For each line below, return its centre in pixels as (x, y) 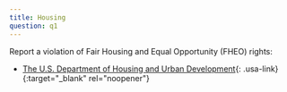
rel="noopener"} (119, 78)
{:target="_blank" (54, 78)
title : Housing (38, 17)
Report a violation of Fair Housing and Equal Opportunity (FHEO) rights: (141, 51)
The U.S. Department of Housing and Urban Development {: (132, 69)
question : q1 (34, 26)
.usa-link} (261, 69)
